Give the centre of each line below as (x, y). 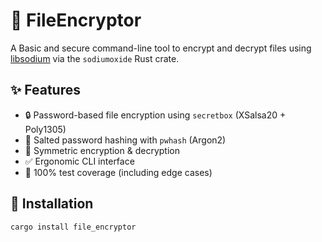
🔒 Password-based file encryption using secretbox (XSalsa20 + (155, 115)
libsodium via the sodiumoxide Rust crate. (95, 58)
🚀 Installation (52, 204)
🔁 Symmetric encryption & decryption (102, 150)
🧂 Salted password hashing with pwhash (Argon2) (125, 140)
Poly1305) (45, 129)
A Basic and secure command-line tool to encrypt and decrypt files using (161, 48)
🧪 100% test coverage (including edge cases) (118, 172)
